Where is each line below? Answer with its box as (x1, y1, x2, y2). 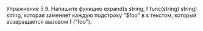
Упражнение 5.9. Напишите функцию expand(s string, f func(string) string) (6, 5, 198, 12)
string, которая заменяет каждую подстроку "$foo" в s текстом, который (6, 12, 197, 19)
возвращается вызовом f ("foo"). (6, 18, 92, 25)
